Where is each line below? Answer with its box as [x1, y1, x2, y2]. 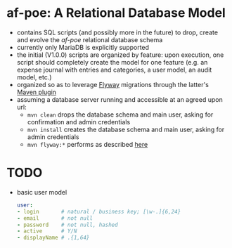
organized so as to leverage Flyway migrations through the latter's [16, 80, 209, 89]
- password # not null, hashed [16, 221, 118, 228]
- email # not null [16, 214, 93, 222]
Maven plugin [16, 88, 57, 96]
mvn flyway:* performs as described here [27, 140, 148, 148]
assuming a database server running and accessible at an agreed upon [16, 95, 223, 103]
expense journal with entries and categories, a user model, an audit [16, 65, 212, 74]
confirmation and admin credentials [27, 117, 131, 126]
